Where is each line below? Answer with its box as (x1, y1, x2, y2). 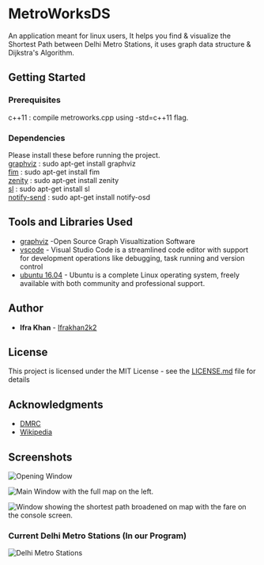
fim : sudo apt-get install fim (8, 167, 100, 177)
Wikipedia (19, 427, 53, 437)
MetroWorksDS (8, 5, 111, 23)
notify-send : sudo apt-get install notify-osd (8, 192, 151, 202)
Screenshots (8, 450, 73, 464)
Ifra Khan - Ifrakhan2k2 (19, 323, 97, 332)
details (8, 375, 30, 384)
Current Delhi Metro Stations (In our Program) (8, 530, 187, 541)
